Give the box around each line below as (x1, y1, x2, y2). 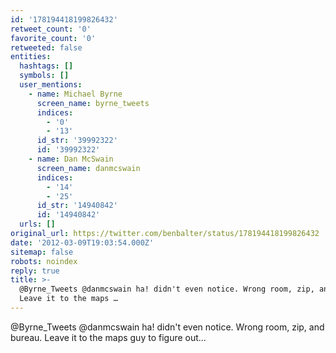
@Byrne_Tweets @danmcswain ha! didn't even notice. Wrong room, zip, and (10, 321, 325, 333)
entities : (10, 52, 52, 62)
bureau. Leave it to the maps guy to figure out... (10, 331, 207, 343)
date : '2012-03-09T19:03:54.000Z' (10, 237, 155, 248)
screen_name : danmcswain (36, 163, 141, 173)
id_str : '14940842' (36, 201, 118, 211)
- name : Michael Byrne (28, 89, 123, 99)
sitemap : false (10, 247, 74, 257)
